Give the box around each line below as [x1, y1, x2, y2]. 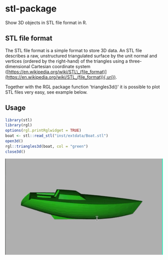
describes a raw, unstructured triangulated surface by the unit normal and [5, 53, 157, 59]
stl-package [5, 3, 57, 15]
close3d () [5, 149, 26, 154]
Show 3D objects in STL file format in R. [5, 20, 87, 26]
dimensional [5, 63, 30, 69]
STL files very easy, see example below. [5, 89, 88, 95]
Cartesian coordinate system [31, 63, 91, 69]
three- [129, 58, 142, 64]
